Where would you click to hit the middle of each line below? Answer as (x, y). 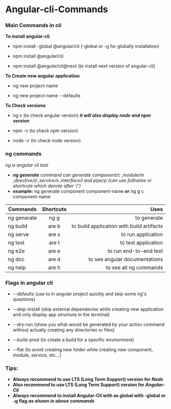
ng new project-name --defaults (46, 96)
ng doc (16, 259)
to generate (149, 218)
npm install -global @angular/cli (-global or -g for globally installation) (86, 46)
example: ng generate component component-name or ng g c (78, 191)
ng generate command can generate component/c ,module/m (78, 175)
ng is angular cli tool (27, 165)
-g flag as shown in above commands (54, 401)
